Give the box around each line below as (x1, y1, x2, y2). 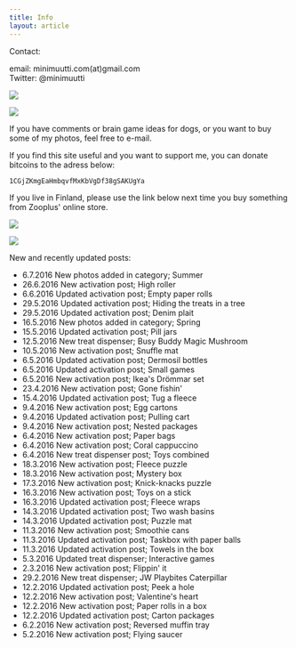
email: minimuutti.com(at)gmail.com (9, 63, 140, 74)
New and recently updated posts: (9, 252, 132, 263)
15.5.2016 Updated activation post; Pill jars (21, 326, 178, 336)
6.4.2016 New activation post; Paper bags (21, 430, 176, 441)
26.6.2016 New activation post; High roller (21, 279, 176, 289)
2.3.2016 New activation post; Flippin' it (21, 563, 167, 573)
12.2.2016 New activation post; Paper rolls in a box (21, 600, 207, 611)
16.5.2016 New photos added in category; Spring (21, 317, 202, 328)
